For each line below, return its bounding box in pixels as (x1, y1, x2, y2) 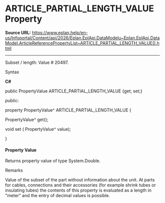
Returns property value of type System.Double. (5, 158, 101, 164)
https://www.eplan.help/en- (31, 29, 88, 35)
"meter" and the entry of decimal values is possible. (5, 193, 110, 199)
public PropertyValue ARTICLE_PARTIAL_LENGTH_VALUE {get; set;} (5, 88, 143, 94)
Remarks (5, 168, 23, 174)
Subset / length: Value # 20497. (5, 59, 69, 65)
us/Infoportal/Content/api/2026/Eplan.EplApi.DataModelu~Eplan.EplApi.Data (5, 35, 160, 41)
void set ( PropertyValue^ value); (5, 126, 71, 132)
